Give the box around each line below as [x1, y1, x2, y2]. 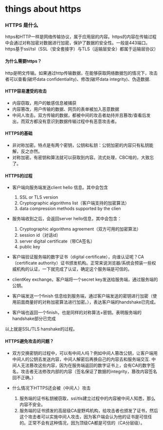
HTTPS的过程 [5, 173, 33, 179]
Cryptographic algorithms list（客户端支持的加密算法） [19, 200, 129, 206]
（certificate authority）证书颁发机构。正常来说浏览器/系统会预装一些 [12, 260, 152, 266]
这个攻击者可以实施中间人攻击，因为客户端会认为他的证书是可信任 [19, 413, 152, 419]
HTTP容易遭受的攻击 [5, 88, 47, 94]
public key [19, 244, 41, 250]
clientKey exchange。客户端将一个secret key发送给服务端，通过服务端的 [12, 276, 158, 282]
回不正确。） [12, 374, 36, 380]
